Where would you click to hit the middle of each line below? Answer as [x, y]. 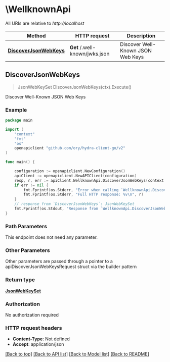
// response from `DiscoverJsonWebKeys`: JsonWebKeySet [75, 204]
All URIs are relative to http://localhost [45, 23]
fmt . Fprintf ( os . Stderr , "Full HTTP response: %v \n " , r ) [83, 195]
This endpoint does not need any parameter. [51, 237]
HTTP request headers [34, 328]
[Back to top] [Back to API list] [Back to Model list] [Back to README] [77, 354]
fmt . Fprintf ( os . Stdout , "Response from [56, 209]
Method [36, 35]
